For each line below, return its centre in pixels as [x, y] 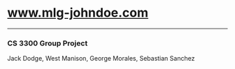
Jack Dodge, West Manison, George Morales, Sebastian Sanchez [101, 59]
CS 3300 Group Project [48, 43]
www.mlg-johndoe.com [78, 13]
